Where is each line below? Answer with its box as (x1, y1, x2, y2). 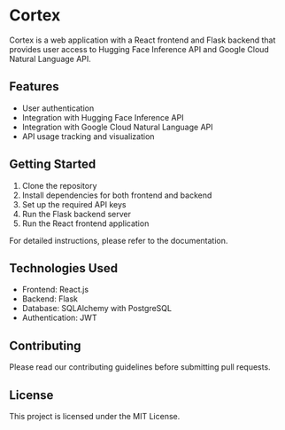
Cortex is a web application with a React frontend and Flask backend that (9, 35, 276, 45)
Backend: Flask (21, 293, 78, 304)
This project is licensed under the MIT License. (9, 411, 181, 421)
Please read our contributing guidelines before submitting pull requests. (9, 362, 272, 372)
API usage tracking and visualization (21, 130, 155, 142)
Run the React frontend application (21, 218, 150, 229)
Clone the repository (21, 180, 97, 191)
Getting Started (9, 157, 96, 172)
